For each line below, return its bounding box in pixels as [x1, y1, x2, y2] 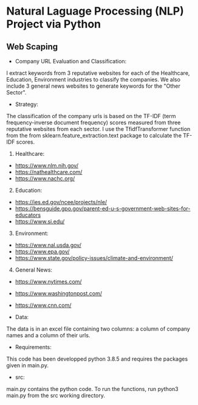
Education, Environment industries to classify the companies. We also [6, 76, 181, 83]
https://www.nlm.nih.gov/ [15, 162, 79, 169]
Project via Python [6, 17, 101, 31]
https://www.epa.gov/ [15, 248, 70, 255]
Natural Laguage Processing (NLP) [6, 4, 184, 18]
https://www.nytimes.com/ [15, 278, 82, 285]
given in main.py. [6, 362, 49, 369]
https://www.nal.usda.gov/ [15, 242, 82, 248]
